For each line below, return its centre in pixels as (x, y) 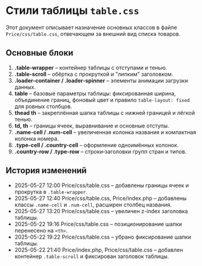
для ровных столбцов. (43, 106)
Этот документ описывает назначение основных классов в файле (91, 27)
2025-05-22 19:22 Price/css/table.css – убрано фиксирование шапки (103, 237)
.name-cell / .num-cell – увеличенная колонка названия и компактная (105, 132)
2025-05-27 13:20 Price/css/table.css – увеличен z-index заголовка (101, 211)
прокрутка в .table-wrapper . (51, 191)
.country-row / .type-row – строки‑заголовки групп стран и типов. (100, 151)
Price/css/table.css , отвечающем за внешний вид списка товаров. (93, 33)
